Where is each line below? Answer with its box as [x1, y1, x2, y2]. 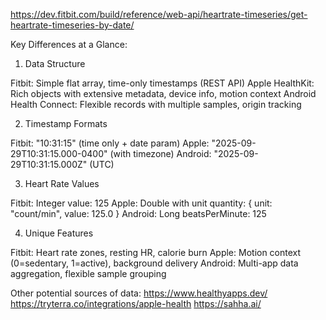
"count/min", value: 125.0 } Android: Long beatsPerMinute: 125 [10, 208, 267, 219]
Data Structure [24, 58, 86, 69]
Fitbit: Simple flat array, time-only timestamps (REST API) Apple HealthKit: [10, 77, 315, 89]
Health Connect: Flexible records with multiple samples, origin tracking [10, 99, 302, 110]
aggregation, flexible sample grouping [10, 268, 167, 279]
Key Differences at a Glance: [10, 39, 128, 50]
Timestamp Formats [24, 118, 108, 129]
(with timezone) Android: [109, 148, 212, 159]
